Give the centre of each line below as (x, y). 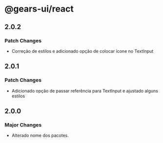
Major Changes (23, 125)
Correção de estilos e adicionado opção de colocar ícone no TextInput (82, 51)
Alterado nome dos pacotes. (40, 135)
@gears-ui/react (39, 9)
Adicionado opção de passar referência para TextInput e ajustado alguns (85, 91)
